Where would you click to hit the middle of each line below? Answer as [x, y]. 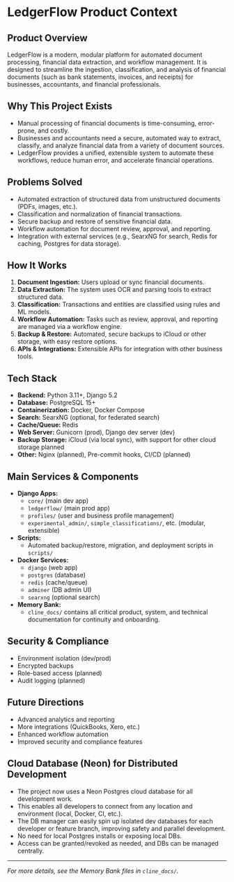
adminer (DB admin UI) [60, 590]
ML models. [34, 312]
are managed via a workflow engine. [69, 327]
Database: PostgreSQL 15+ [56, 403]
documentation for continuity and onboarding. [94, 619]
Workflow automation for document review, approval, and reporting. [115, 228]
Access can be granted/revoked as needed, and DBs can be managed [118, 843]
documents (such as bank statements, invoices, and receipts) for [100, 77]
